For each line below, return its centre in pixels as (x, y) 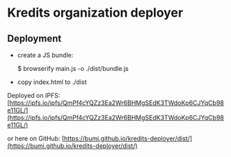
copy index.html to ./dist (52, 82)
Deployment (34, 39)
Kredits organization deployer (95, 13)
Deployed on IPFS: (34, 96)
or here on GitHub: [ (36, 138)
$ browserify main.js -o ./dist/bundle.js (73, 68)
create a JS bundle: (45, 55)
